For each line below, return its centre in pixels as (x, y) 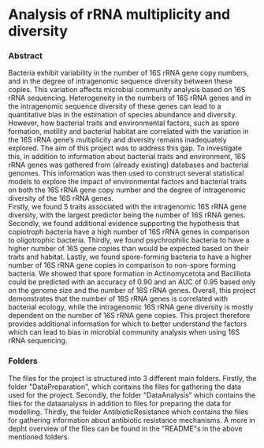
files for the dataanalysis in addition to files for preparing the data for (120, 403)
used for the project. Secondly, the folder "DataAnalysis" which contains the (132, 394)
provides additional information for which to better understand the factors (128, 324)
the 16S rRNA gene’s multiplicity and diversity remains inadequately (117, 140)
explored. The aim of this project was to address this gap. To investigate (125, 148)
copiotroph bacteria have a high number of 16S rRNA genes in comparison (129, 232)
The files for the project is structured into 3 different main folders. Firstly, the (132, 378)
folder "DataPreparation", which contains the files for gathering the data (125, 387)
